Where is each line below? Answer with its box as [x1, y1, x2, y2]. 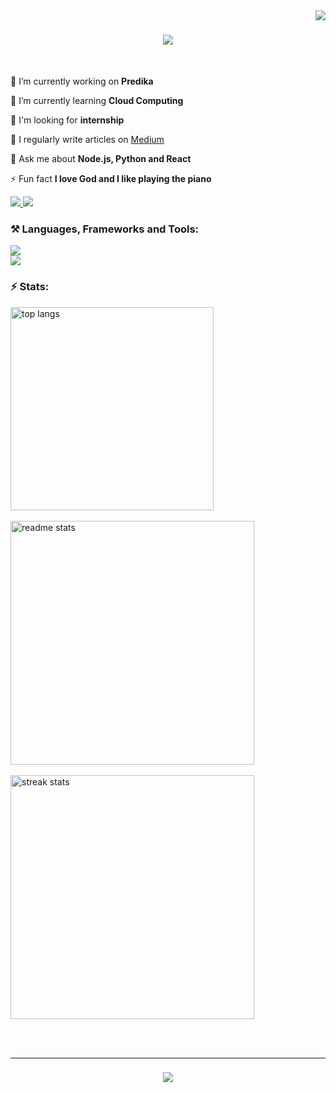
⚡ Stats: [10, 280, 50, 294]
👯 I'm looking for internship [10, 114, 125, 126]
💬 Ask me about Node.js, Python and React [10, 152, 192, 164]
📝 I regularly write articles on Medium [10, 133, 165, 145]
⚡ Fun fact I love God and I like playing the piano [10, 172, 212, 184]
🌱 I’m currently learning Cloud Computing [10, 94, 184, 106]
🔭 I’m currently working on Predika [10, 75, 154, 87]
